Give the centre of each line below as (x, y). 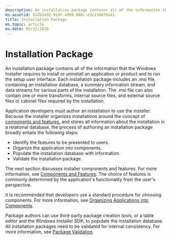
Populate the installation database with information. (66, 153)
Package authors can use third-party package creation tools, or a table (80, 215)
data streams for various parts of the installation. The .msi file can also (79, 90)
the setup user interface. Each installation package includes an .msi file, (81, 79)
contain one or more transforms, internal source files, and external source (83, 95)
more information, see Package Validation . (50, 232)
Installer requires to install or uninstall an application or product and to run (83, 74)
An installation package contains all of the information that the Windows (81, 68)
